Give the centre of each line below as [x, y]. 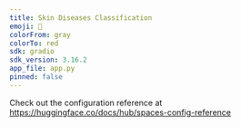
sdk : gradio [32, 52]
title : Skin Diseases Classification [81, 18]
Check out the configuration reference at [86, 103]
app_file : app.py [42, 69]
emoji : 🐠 [26, 26]
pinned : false [36, 77]
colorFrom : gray [40, 34]
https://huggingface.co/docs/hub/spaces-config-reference [120, 112]
